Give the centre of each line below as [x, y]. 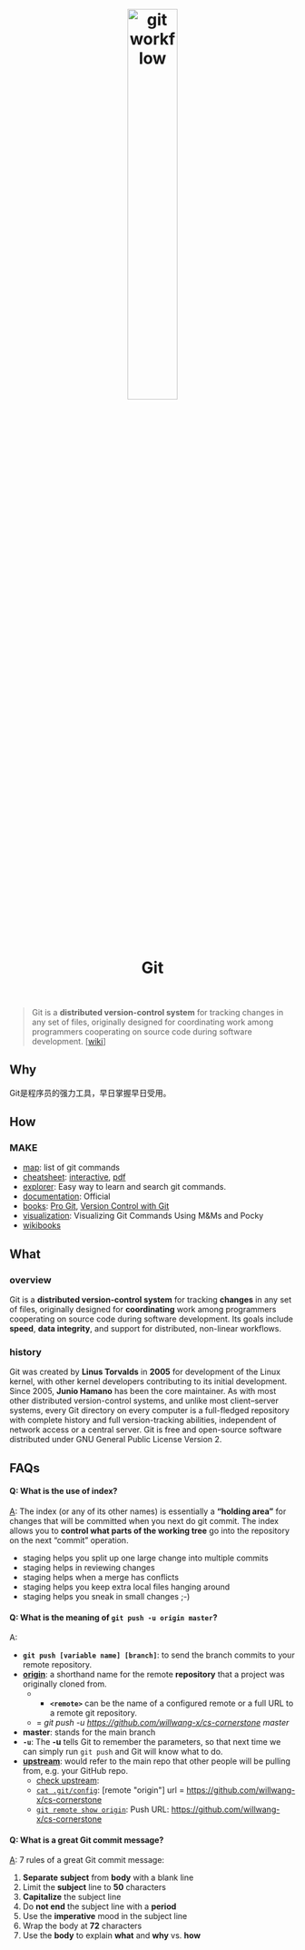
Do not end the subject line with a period [99, 1906]
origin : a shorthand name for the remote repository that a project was [153, 1675]
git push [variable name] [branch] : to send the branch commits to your [158, 1655]
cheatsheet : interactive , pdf [74, 1177]
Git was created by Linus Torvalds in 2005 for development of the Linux [145, 1372]
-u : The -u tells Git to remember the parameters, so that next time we [152, 1742]
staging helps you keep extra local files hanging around [126, 1587]
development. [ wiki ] [69, 1041]
